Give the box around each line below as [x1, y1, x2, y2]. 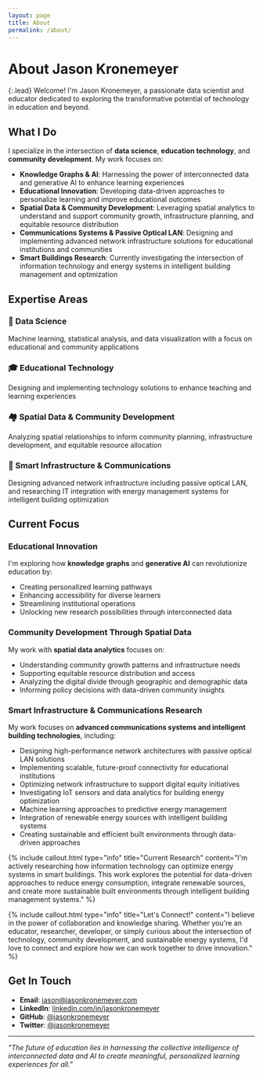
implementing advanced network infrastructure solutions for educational [19, 236, 254, 246]
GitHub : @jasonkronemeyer [19, 1012, 110, 1021]
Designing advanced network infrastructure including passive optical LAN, [8, 478, 248, 487]
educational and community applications [8, 342, 139, 352]
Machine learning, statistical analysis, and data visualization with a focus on [8, 334, 253, 343]
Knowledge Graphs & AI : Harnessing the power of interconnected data [19, 170, 249, 179]
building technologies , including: [8, 731, 116, 740]
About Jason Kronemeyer [8, 60, 178, 78]
